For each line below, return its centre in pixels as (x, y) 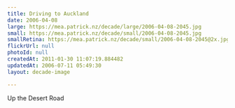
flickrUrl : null (31, 46)
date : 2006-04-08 (33, 20)
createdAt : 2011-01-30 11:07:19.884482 (65, 59)
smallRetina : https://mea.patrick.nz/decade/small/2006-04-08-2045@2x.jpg (119, 40)
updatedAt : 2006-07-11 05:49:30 (54, 65)
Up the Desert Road (36, 98)
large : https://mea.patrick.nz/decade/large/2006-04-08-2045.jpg (104, 26)
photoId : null (28, 53)
